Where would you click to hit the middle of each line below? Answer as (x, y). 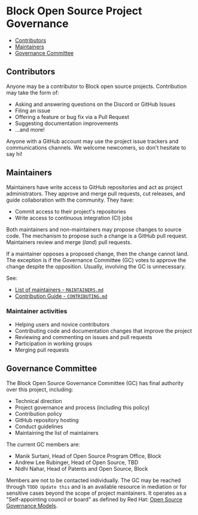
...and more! (30, 129)
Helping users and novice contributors (62, 324)
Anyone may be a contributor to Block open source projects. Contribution (97, 86)
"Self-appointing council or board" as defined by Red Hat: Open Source (94, 499)
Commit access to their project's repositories (70, 211)
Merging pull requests (42, 350)
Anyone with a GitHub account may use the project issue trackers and (92, 141)
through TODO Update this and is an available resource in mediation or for (97, 486)
